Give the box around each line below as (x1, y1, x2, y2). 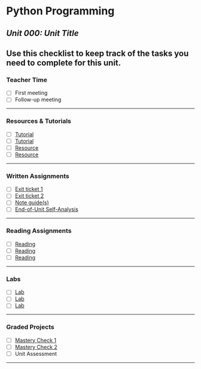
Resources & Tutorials (6, 117, 72, 125)
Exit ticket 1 (14, 186, 43, 193)
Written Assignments (6, 172, 70, 180)
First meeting (14, 89, 48, 96)
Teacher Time (6, 75, 48, 84)
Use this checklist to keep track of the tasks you (6, 48, 189, 58)
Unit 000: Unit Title (6, 28, 79, 38)
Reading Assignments (6, 226, 72, 235)
